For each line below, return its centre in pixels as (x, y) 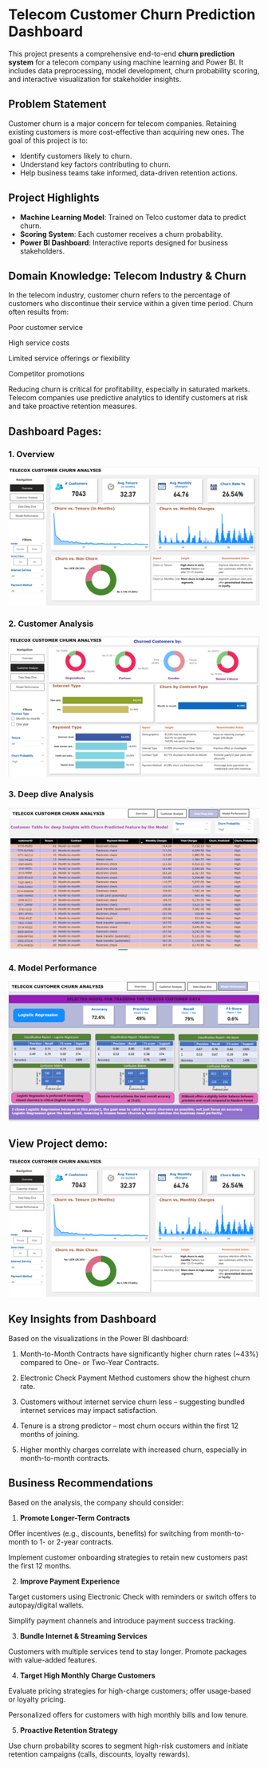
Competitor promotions (47, 374)
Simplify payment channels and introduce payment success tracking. (122, 1620)
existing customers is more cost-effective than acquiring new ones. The (126, 132)
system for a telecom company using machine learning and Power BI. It (126, 62)
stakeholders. (42, 251)
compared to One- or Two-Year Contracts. (89, 1362)
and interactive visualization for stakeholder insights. (95, 79)
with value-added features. (53, 1659)
